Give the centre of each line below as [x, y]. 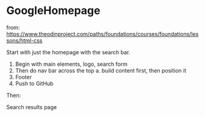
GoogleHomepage [53, 11]
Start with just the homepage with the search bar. [68, 52]
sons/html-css [24, 40]
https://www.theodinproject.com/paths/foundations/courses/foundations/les [103, 34]
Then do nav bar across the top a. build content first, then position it [101, 70]
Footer [23, 77]
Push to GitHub [34, 83]
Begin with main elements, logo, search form [71, 64]
